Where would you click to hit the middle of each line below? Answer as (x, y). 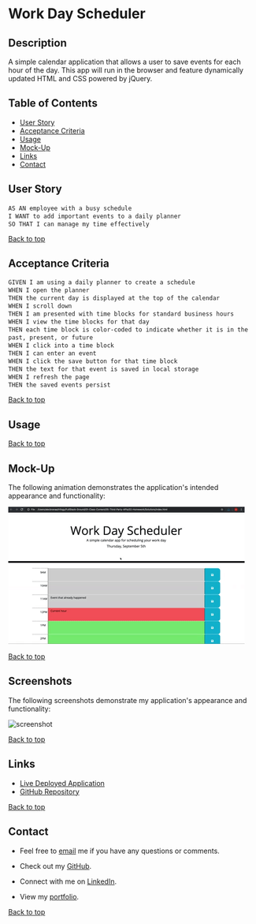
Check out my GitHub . (56, 866)
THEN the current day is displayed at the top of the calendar (114, 298)
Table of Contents (53, 103)
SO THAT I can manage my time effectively (79, 224)
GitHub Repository (50, 791)
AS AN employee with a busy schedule (70, 208)
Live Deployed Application (62, 783)
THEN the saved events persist (59, 385)
